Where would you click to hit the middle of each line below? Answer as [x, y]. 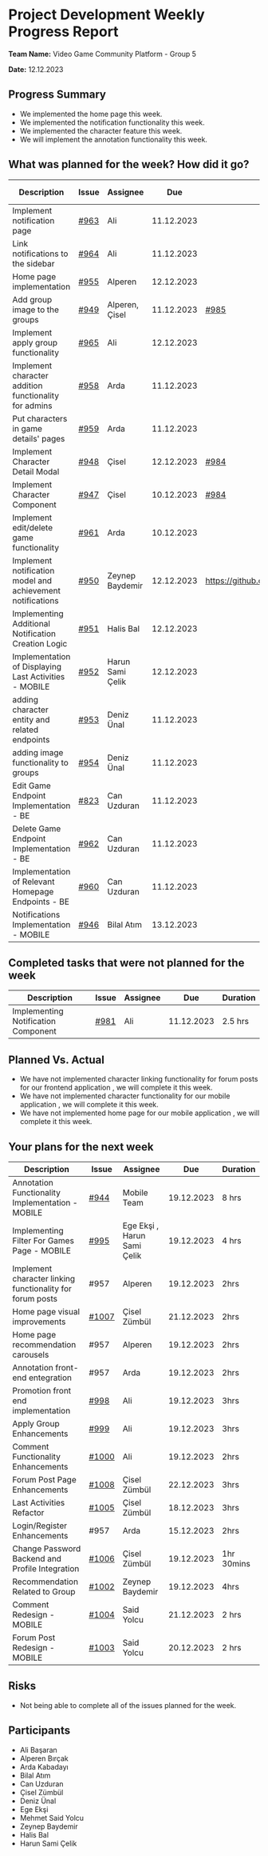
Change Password [47, 1548]
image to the [36, 310]
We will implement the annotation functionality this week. [113, 139]
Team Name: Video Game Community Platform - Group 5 [102, 54]
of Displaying [37, 666]
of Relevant [33, 882]
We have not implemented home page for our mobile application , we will [140, 1113]
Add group [32, 299]
